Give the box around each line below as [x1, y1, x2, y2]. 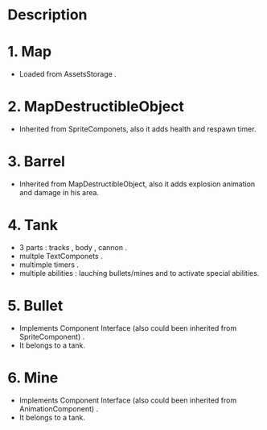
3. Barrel [7, 152, 65, 171]
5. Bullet [7, 297, 64, 315]
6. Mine [7, 369, 59, 387]
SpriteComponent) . [18, 332, 85, 341]
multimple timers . [18, 260, 80, 269]
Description [7, 6, 88, 24]
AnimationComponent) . [18, 403, 99, 413]
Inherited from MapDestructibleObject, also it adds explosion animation [18, 179, 256, 189]
